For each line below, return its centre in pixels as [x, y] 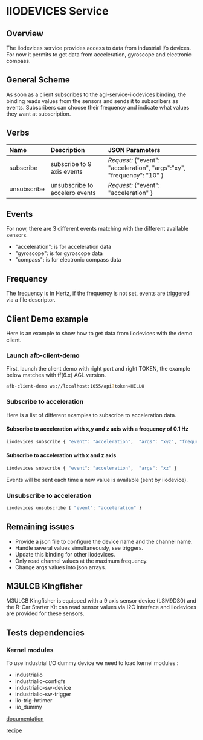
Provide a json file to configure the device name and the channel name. [104, 541]
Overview [25, 34]
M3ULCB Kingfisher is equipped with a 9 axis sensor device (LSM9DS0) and [101, 601]
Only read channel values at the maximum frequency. [81, 561]
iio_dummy [28, 707]
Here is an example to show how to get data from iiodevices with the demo [99, 334]
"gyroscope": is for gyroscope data [59, 253]
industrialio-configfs [40, 681]
